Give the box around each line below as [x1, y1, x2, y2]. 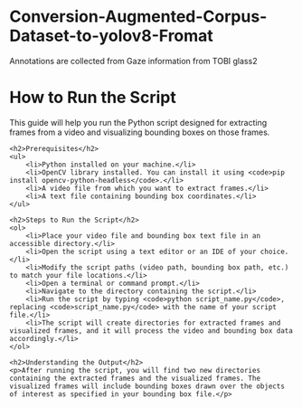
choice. [260, 247, 289, 256]
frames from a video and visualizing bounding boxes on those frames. [9, 127, 270, 138]
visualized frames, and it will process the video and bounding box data [9, 326, 294, 336]
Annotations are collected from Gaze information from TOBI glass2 [9, 55, 258, 66]
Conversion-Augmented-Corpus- [9, 6, 268, 27]
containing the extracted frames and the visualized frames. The [9, 374, 260, 383]
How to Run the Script [9, 88, 176, 108]
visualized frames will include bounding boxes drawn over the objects [9, 382, 285, 391]
